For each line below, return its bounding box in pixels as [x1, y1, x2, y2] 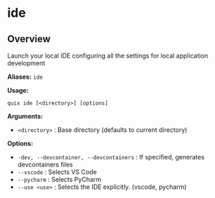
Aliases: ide [7, 72, 44, 81]
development [7, 59, 46, 67]
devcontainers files [17, 160, 73, 169]
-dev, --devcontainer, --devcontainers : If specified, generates [17, 153, 205, 161]
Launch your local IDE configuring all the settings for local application [7, 51, 209, 60]
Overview [7, 33, 51, 45]
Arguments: [7, 112, 44, 120]
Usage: [7, 86, 30, 94]
